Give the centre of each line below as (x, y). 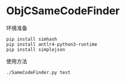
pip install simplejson (36, 49)
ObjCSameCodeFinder (63, 11)
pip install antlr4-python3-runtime (52, 44)
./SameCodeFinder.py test (38, 72)
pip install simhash (32, 39)
